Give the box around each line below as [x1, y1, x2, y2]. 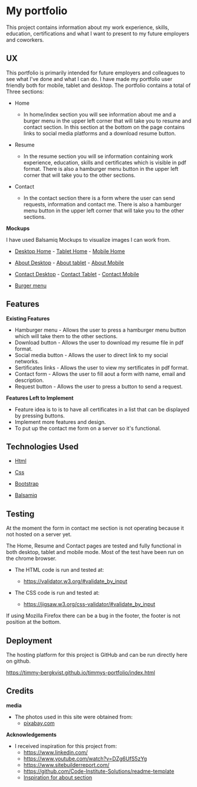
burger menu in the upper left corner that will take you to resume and [23, 117, 192, 124]
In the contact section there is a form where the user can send [23, 194, 175, 202]
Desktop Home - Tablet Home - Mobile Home [14, 247, 125, 255]
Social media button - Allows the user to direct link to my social [14, 351, 168, 358]
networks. [14, 358, 40, 365]
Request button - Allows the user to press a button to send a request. [14, 383, 183, 390]
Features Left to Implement [6, 394, 74, 401]
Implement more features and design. [14, 418, 106, 425]
